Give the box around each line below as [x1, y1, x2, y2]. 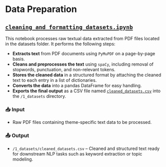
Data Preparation [5, 4, 77, 15]
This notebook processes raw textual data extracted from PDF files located [5, 36, 160, 41]
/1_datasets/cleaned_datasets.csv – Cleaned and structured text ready [12, 145, 160, 151]
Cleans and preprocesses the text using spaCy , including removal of [12, 61, 154, 67]
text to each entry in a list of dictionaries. [12, 77, 97, 83]
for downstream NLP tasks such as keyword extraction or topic [12, 150, 142, 156]
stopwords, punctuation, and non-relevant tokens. [12, 67, 116, 72]
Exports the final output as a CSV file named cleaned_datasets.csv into [12, 88, 161, 94]
